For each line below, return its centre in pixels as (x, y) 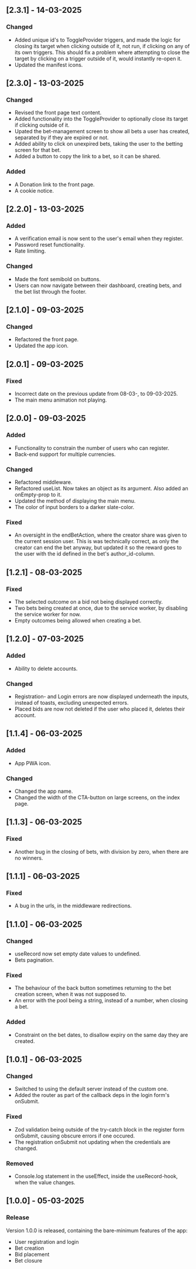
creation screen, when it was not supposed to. (71, 994)
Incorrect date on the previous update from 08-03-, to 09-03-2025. (96, 394)
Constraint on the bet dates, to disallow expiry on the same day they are (101, 1035)
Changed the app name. (44, 791)
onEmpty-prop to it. (38, 495)
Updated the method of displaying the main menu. (75, 501)
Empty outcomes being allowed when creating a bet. (78, 620)
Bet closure (28, 1260)
